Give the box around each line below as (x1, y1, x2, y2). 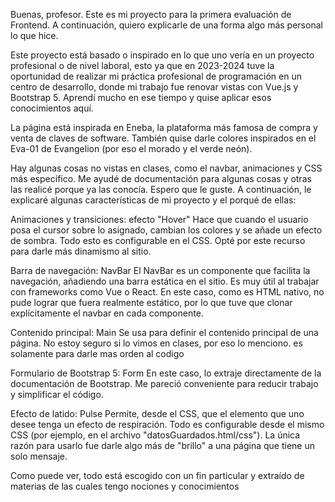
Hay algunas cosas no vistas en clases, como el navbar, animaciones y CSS (10, 162, 323, 174)
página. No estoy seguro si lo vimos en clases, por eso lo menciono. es (10, 337, 303, 349)
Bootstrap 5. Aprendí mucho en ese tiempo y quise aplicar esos (10, 92, 272, 103)
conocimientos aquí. (10, 102, 94, 114)
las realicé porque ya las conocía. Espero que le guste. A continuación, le (10, 184, 312, 195)
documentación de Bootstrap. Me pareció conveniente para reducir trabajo (10, 378, 319, 389)
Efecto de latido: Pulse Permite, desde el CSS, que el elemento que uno (10, 408, 305, 419)
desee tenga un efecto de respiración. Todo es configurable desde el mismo (10, 419, 325, 430)
